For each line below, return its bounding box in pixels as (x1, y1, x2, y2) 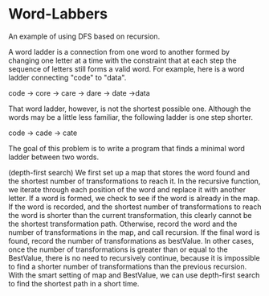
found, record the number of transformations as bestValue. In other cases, (8, 236, 255, 245)
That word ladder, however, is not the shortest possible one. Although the (8, 104, 251, 113)
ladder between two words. (8, 152, 99, 162)
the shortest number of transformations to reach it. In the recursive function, (8, 176, 261, 186)
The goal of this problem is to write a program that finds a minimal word (8, 143, 245, 153)
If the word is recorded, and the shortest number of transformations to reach (8, 202, 262, 212)
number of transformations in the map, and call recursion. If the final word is (8, 227, 260, 237)
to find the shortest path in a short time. (8, 278, 140, 288)
